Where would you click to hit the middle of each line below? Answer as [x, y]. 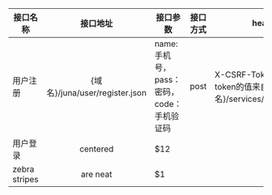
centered [97, 149]
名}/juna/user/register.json [97, 93]
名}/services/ [239, 99]
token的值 [233, 87]
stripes [25, 179]
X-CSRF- [233, 74]
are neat [96, 174]
